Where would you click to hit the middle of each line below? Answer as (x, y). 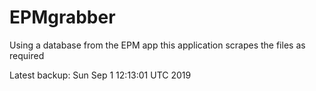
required (27, 55)
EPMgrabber (62, 17)
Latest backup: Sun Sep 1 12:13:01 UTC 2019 (100, 75)
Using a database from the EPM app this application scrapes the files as (157, 45)
